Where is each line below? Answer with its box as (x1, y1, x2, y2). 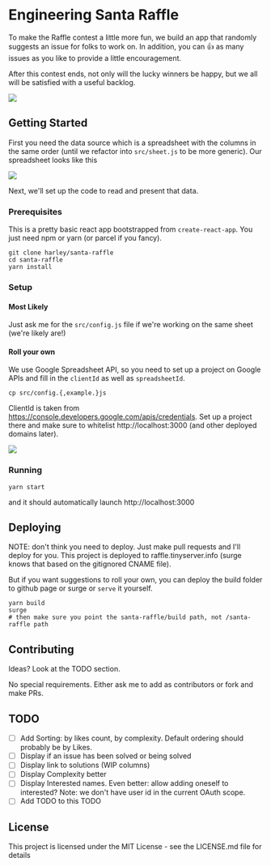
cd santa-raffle (8, 256, 63, 264)
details (8, 851, 31, 860)
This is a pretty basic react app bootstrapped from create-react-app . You (8, 224, 253, 234)
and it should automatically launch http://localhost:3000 (8, 497, 195, 507)
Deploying (8, 521, 61, 535)
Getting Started (8, 116, 88, 130)
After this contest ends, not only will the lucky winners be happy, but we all (8, 69, 258, 79)
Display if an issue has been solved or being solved (19, 751, 192, 761)
